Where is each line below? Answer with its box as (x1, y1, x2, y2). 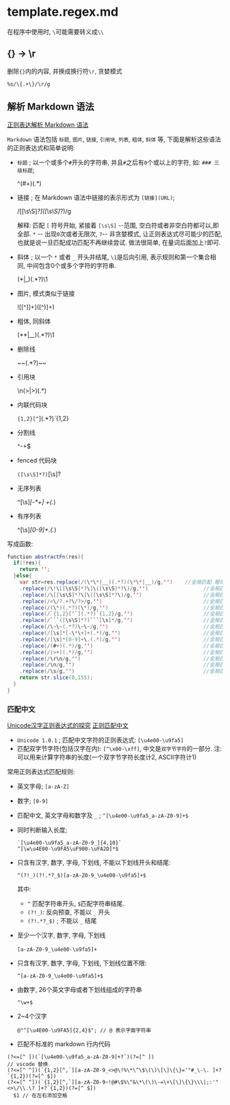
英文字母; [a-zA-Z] (16, 782, 70, 791)
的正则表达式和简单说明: (7, 143, 75, 151)
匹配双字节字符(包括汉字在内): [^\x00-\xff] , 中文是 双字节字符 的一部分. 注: (16, 745, 222, 753)
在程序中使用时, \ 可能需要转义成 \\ (7, 27, 104, 36)
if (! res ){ (13, 560, 41, 567)
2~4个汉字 (16, 1012, 47, 1021)
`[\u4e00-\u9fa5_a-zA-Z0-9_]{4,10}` (16, 840, 122, 847)
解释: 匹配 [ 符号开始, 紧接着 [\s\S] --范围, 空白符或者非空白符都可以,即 (16, 221, 219, 229)
